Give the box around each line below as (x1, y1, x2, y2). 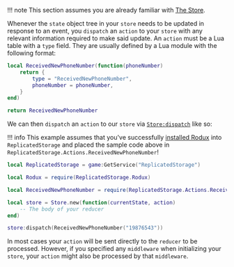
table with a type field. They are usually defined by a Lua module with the (7, 42, 217, 49)
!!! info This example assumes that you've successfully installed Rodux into (7, 133, 222, 142)
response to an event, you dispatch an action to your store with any (7, 27, 203, 35)
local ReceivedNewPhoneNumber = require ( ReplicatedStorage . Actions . (7, 186, 210, 193)
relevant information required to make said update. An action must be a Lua (7, 34, 225, 42)
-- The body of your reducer (19, 205, 104, 213)
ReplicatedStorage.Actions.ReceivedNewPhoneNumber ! (7, 148, 159, 156)
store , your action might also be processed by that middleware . (7, 252, 189, 260)
